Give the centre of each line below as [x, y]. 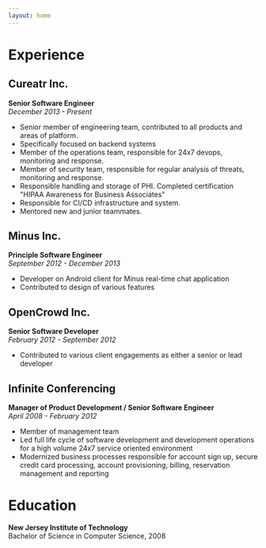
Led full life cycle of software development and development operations [137, 440]
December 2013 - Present [50, 111]
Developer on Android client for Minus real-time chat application [124, 279]
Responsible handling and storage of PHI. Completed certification [127, 186]
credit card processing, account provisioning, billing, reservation [125, 466]
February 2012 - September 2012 [62, 340]
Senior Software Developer [53, 331]
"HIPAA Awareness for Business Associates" [92, 194]
